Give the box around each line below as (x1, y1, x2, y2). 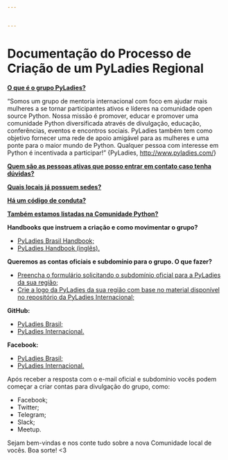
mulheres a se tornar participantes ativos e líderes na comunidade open (7, 104, 213, 112)
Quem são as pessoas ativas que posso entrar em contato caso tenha (7, 162, 211, 170)
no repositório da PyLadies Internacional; (17, 293, 135, 301)
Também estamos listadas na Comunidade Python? (7, 210, 159, 218)
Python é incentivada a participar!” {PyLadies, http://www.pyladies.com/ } (7, 148, 217, 157)
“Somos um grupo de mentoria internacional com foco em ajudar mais (7, 96, 208, 105)
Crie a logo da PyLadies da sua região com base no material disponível (17, 285, 220, 293)
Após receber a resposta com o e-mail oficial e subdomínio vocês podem (7, 375, 217, 383)
